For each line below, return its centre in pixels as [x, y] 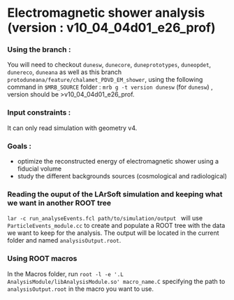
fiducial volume [39, 169]
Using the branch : [39, 50]
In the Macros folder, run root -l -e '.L [65, 273]
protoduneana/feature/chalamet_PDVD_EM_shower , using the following [105, 80]
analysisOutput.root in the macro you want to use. [80, 289]
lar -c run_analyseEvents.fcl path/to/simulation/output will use [105, 218]
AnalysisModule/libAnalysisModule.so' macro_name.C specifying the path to [116, 281]
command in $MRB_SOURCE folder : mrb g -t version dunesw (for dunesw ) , [110, 87]
